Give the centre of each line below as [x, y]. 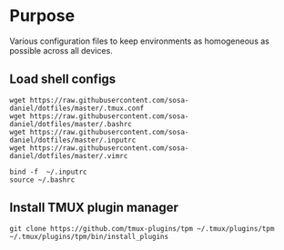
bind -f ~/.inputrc [49, 172]
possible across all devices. [61, 50]
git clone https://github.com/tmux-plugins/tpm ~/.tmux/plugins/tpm [142, 228]
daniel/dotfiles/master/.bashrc [71, 124]
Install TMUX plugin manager [94, 208]
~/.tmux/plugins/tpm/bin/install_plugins [89, 236]
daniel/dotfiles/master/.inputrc [73, 140]
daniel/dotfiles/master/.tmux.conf [77, 108]
